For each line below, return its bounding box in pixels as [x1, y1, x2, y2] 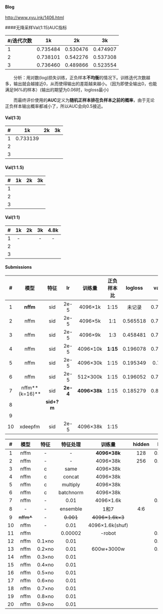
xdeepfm [19, 423, 40, 430]
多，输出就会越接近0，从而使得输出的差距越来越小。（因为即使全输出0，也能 [5, 81, 157, 87]
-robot [100, 530, 116, 537]
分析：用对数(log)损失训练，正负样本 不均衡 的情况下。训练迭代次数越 [13, 75, 150, 81]
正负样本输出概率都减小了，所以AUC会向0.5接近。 [5, 103, 106, 109]
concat [63, 474, 79, 480]
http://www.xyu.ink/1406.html [5, 15, 65, 20]
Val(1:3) [5, 115, 21, 120]
